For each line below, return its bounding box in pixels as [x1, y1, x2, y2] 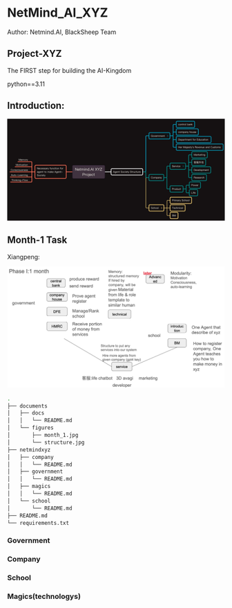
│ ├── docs [7, 410, 45, 417]
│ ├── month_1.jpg [7, 432, 79, 439]
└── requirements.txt [7, 519, 70, 526]
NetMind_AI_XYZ [7, 5, 108, 21]
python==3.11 [7, 80, 45, 88]
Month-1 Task [7, 234, 68, 246]
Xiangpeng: [7, 252, 40, 261]
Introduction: [7, 100, 65, 112]
